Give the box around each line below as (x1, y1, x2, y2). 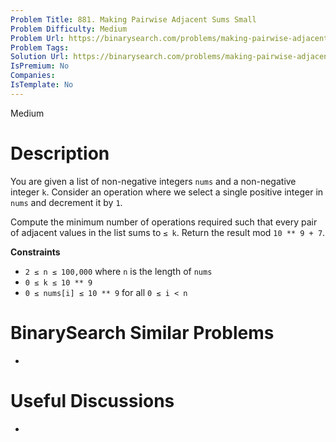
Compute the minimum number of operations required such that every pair (10, 216, 318, 228)
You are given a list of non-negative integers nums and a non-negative (10, 175, 297, 187)
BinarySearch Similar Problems (10, 321, 275, 344)
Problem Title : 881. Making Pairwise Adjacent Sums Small (10, 14, 257, 25)
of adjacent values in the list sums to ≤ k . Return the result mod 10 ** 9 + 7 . (10, 226, 326, 238)
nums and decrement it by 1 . (10, 196, 123, 208)
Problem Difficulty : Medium (10, 24, 128, 34)
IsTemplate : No (10, 80, 74, 90)
